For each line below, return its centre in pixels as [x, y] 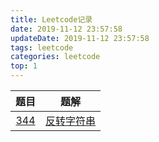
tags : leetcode [42, 47]
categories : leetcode [55, 57]
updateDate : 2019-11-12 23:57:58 [80, 38]
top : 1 [24, 66]
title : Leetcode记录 [51, 19]
